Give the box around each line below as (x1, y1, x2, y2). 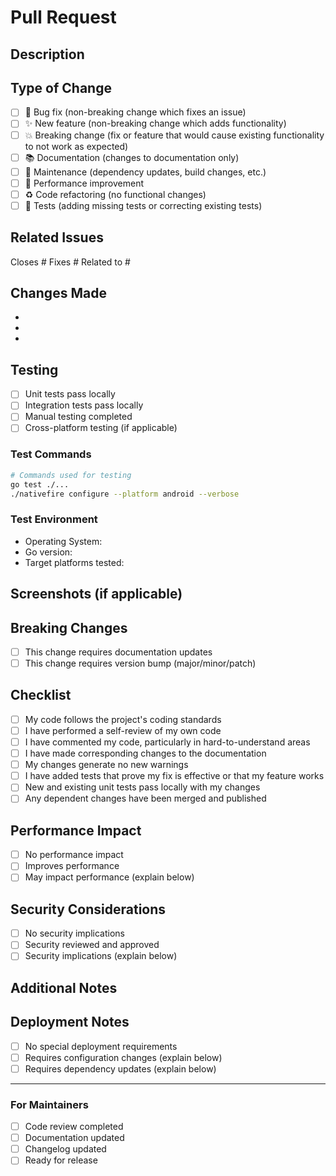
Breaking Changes (10, 619, 128, 636)
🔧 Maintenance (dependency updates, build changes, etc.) (24, 166, 267, 178)
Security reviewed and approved (24, 939, 160, 951)
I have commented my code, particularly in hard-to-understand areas (24, 736, 311, 748)
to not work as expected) (24, 140, 129, 152)
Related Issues (10, 229, 104, 246)
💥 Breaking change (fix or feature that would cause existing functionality (24, 129, 325, 141)
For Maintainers (10, 1097, 89, 1111)
